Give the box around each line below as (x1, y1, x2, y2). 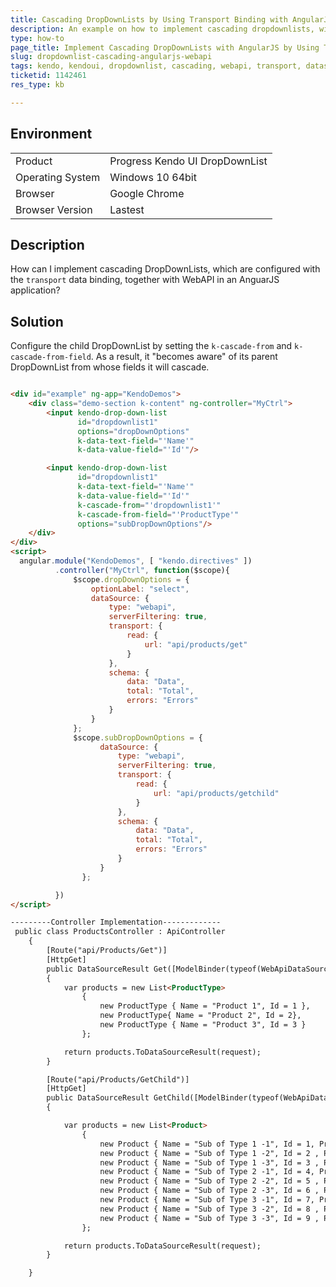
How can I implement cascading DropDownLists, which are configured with (10, 263, 321, 275)
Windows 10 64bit (109, 170, 197, 184)
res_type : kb (10, 80, 65, 90)
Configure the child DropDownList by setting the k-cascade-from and (10, 340, 293, 352)
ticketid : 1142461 (10, 71, 87, 81)
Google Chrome (109, 186, 185, 200)
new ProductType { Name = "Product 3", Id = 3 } (99, 1020, 307, 1030)
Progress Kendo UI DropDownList (109, 154, 268, 168)
